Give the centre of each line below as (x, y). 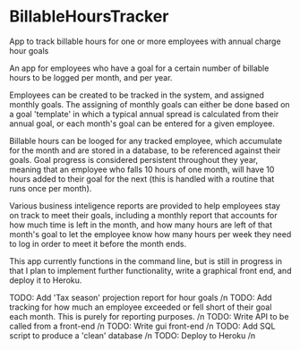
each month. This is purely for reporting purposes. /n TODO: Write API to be (149, 316)
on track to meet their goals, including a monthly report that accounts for (143, 215)
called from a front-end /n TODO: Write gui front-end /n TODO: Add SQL (142, 326)
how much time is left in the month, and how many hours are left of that (141, 225)
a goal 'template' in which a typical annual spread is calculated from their (144, 114)
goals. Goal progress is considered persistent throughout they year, (133, 159)
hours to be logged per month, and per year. (91, 77)
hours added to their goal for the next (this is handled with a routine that (142, 179)
